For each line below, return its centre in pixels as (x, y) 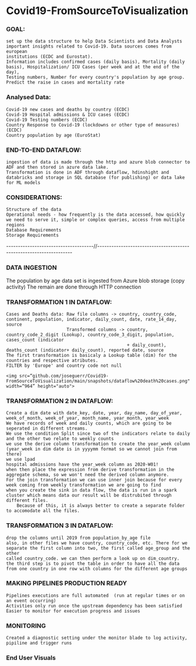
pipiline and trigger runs (39, 643)
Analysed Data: (28, 97)
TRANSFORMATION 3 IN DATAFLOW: (60, 526)
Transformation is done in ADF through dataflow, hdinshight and (87, 173)
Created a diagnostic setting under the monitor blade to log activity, (97, 638)
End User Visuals (31, 658)
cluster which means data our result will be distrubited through (89, 496)
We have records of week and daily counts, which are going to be (89, 424)
